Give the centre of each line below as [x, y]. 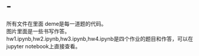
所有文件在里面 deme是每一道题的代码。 [57, 23]
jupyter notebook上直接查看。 [44, 46]
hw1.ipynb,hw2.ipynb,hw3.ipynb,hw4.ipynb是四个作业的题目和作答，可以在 [100, 39]
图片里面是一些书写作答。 [38, 31]
